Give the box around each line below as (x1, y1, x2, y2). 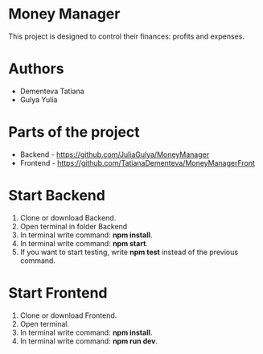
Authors (8, 60, 64, 78)
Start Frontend (8, 283, 108, 302)
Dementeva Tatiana (19, 86, 84, 96)
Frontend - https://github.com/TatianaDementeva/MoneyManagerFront (19, 158, 256, 167)
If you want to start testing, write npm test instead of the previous (19, 247, 239, 257)
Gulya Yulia (19, 94, 58, 105)
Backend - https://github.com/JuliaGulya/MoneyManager (19, 150, 210, 159)
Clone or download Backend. (19, 212, 117, 222)
